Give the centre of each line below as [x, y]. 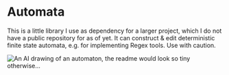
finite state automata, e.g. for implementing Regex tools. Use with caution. [111, 45]
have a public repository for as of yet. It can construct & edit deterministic [111, 37]
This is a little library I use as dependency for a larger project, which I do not [114, 31]
